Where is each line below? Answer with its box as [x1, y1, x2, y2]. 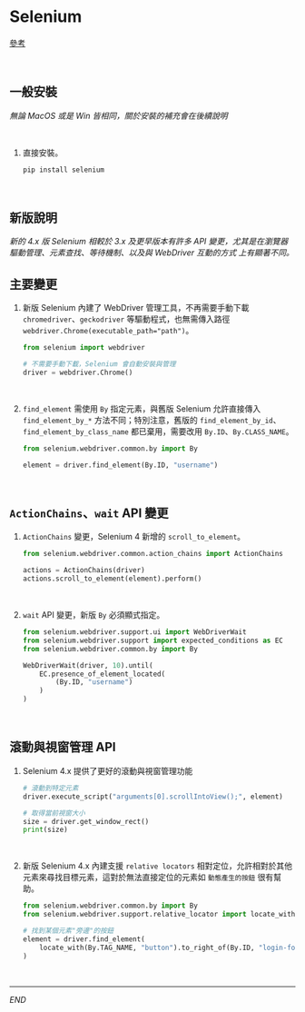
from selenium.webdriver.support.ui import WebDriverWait [22, 628, 247, 637]
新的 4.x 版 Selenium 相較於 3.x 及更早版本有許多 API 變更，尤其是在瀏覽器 [9, 236, 289, 247]
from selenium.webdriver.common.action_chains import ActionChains [22, 550, 283, 559]
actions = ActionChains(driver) [22, 566, 145, 575]
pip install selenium [22, 165, 104, 174]
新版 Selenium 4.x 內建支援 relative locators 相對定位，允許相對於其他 [22, 860, 293, 871]
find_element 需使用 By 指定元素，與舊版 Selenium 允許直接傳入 [22, 402, 261, 414]
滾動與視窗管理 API [9, 739, 116, 755]
